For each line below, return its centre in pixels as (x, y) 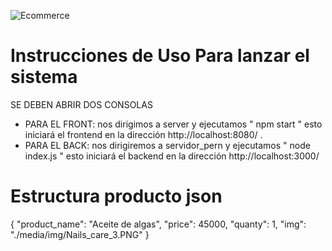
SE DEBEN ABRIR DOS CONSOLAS (81, 104)
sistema (44, 77)
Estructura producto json (116, 196)
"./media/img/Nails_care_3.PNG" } (80, 234)
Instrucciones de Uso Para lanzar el (160, 56)
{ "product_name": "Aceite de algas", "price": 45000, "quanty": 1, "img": (158, 224)
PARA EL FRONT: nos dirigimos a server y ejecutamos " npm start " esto (173, 124)
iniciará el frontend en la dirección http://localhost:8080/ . (143, 134)
